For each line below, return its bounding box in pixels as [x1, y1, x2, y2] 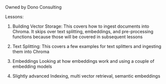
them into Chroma [12, 49, 50, 54]
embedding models [12, 64, 52, 69]
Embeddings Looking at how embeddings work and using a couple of [12, 58, 155, 64]
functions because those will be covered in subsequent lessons [12, 34, 143, 40]
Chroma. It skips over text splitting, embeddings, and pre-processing [12, 29, 154, 34]
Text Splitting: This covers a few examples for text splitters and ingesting [12, 43, 162, 49]
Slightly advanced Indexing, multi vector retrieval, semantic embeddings [12, 73, 161, 79]
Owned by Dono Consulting [5, 4, 62, 10]
